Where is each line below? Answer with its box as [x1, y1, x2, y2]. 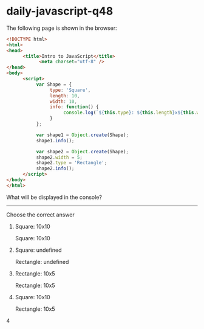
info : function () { [49, 104, 99, 110]
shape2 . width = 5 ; [36, 154, 83, 161]
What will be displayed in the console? [6, 193, 102, 201]
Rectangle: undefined [15, 258, 69, 265]
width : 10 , [49, 99, 78, 105]
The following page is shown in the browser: [6, 24, 117, 32]
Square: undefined [15, 246, 62, 254]
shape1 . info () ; [36, 137, 75, 144]
